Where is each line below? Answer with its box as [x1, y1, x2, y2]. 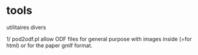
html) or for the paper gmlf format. [6, 42, 93, 49]
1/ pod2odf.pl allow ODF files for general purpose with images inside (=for [6, 35, 192, 42]
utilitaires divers [6, 24, 46, 31]
